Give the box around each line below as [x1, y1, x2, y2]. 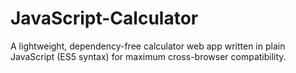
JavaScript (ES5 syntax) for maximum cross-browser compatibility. [10, 50, 287, 62]
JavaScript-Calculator [10, 7, 199, 30]
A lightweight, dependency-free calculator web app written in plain [10, 40, 286, 52]
